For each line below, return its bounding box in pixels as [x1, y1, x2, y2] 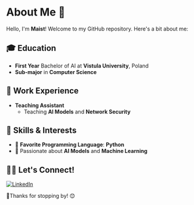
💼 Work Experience [6, 86, 79, 96]
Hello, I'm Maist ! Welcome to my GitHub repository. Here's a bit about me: [6, 25, 189, 32]
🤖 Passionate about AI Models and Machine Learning [14, 148, 148, 155]
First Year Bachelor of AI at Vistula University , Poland [14, 62, 149, 69]
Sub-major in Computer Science [14, 68, 97, 75]
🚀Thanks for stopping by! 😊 [6, 192, 76, 200]
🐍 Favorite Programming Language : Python [14, 141, 124, 148]
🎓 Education [6, 43, 57, 53]
